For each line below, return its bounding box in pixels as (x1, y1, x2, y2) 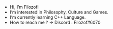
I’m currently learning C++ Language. (9, 14, 86, 20)
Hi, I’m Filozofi (9, 4, 39, 10)
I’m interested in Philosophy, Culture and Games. (9, 9, 109, 15)
